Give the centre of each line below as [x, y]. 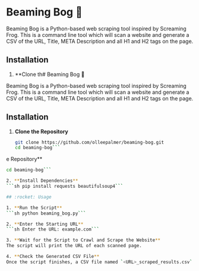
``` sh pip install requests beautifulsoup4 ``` [65, 187]
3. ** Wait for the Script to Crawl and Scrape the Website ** [83, 240]
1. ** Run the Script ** [34, 207]
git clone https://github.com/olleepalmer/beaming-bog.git [89, 142]
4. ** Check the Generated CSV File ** [53, 257]
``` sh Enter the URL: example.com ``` [53, 229]
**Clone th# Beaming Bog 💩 [50, 74]
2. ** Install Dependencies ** [42, 181]
